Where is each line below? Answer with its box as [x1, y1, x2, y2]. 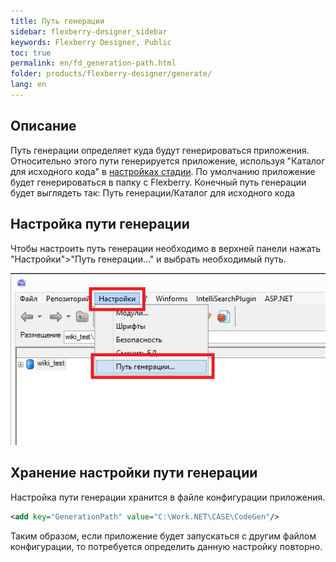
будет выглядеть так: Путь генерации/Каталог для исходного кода [10, 186, 296, 199]
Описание [10, 118, 77, 135]
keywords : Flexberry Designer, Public [10, 37, 172, 47]
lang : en [10, 80, 47, 90]
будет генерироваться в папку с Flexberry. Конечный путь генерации [10, 176, 307, 188]
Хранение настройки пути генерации [10, 465, 258, 482]
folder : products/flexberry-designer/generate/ [10, 69, 213, 79]
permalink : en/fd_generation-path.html [10, 58, 177, 69]
